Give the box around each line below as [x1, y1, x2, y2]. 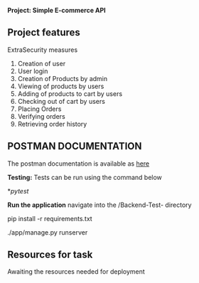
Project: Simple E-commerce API [7, 6, 106, 14]
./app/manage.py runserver [7, 228, 88, 237]
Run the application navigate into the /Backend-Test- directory [7, 201, 192, 209]
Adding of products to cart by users [17, 89, 123, 98]
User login [17, 67, 48, 75]
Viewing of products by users [17, 82, 104, 90]
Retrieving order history [17, 119, 87, 128]
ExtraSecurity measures [7, 46, 78, 54]
